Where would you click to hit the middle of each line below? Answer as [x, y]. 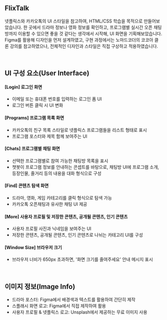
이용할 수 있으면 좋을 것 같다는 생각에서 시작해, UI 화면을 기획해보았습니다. [90, 33]
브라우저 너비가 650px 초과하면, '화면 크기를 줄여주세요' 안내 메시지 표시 [82, 259]
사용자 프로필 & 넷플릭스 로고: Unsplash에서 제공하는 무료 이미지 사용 [79, 312]
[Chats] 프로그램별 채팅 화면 [32, 149]
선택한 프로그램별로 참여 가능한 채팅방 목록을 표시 [60, 161]
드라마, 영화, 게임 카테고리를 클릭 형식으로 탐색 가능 [62, 198]
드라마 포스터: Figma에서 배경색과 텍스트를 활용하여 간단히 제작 [73, 300]
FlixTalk [17, 8]
